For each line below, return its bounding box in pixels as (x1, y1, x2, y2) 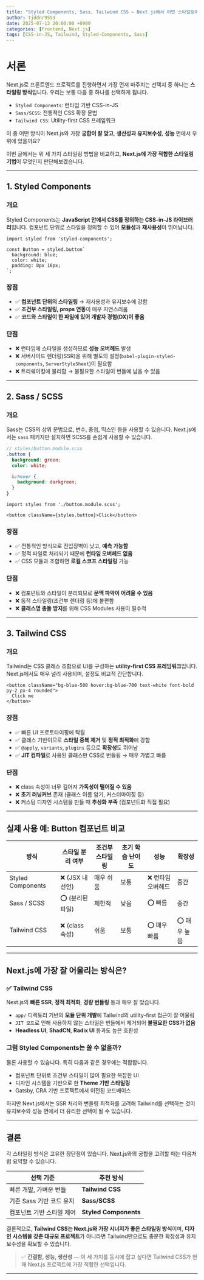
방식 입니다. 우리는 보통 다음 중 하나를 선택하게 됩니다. (22, 89, 149, 96)
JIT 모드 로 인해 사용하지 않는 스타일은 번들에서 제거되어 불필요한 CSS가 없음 (15, 1019, 195, 1027)
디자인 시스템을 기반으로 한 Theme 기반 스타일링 (15, 1079, 131, 1086)
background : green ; (12, 457, 61, 463)
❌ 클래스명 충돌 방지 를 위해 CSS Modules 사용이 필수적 (15, 604, 147, 612)
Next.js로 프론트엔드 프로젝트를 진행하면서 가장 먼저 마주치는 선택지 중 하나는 (6, 81, 189, 88)
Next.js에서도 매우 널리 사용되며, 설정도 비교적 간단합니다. (6, 670, 144, 678)
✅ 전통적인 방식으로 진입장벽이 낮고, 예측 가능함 (15, 543, 129, 550)
